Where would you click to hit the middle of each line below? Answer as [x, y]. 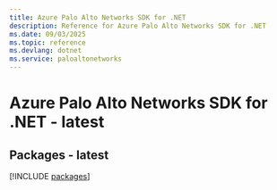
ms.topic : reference [48, 42]
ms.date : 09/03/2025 [48, 34]
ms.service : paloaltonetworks [66, 59]
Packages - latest [59, 155]
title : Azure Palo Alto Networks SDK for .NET [98, 17]
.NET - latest [57, 122]
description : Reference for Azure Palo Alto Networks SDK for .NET [138, 26]
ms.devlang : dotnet [46, 51]
